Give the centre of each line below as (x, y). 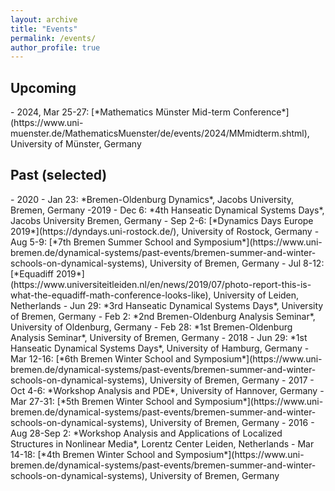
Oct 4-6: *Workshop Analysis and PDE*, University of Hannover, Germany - (167, 390)
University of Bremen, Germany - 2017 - (232, 380)
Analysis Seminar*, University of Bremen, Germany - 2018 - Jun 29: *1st (159, 337)
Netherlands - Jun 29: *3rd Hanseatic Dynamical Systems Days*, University (167, 305)
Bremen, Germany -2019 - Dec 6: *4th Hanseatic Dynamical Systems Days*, (167, 210)
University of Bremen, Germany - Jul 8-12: (237, 263)
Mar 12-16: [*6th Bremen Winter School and (101, 358)
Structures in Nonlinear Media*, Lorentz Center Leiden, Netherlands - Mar (162, 443)
